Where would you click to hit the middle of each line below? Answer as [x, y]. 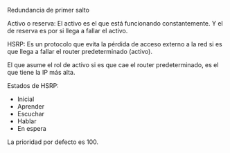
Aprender [31, 106]
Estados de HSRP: [33, 85]
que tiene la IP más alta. [41, 72]
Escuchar [31, 114]
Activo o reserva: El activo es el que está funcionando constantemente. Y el [115, 23]
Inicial [26, 99]
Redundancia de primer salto [48, 10]
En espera [32, 128]
